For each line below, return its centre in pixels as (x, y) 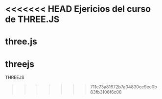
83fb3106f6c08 (106, 92)
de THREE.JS (32, 19)
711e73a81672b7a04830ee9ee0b (124, 87)
